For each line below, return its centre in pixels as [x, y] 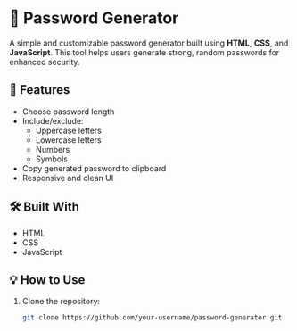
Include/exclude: [53, 120]
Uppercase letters [69, 130]
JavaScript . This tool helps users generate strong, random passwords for [144, 52]
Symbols [52, 159]
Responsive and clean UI [68, 178]
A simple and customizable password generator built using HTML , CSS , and [149, 43]
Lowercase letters [68, 140]
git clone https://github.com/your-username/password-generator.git [152, 318]
